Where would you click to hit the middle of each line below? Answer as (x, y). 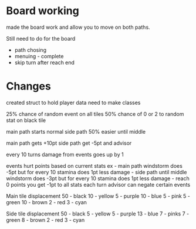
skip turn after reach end (45, 62)
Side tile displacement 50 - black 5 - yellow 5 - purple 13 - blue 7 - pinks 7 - (98, 214)
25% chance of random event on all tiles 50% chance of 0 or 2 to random (95, 114)
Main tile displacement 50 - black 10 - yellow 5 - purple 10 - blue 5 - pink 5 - (98, 196)
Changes (28, 86)
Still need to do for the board (41, 38)
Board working (43, 11)
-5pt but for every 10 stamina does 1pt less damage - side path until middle (97, 172)
